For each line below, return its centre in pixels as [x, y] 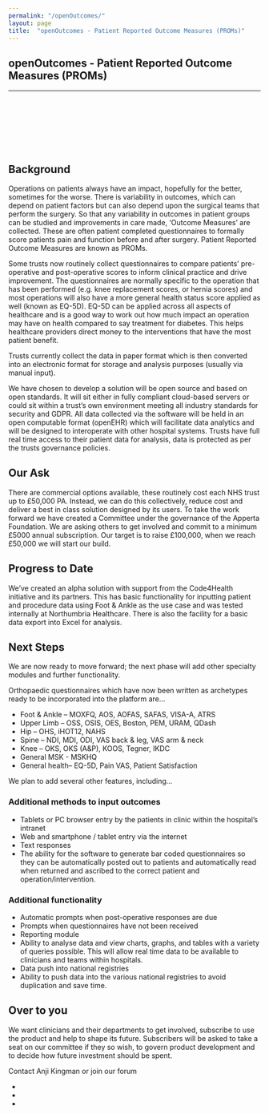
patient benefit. [33, 340]
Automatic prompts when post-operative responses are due [118, 918]
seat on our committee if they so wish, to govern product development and [132, 1047]
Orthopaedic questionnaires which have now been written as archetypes [128, 691]
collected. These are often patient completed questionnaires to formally [126, 231]
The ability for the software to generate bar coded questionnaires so [132, 854]
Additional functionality [55, 900]
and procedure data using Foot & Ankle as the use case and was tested [126, 605]
